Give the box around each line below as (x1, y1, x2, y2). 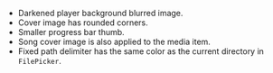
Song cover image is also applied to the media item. (17, 36, 211, 47)
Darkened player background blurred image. (17, 8, 184, 18)
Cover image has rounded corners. (17, 17, 149, 28)
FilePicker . (17, 56, 61, 66)
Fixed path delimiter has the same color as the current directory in (17, 46, 265, 57)
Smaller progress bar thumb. (17, 27, 125, 37)
